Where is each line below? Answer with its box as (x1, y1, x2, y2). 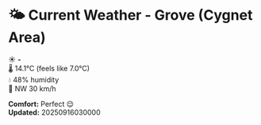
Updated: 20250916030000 (8, 108, 101, 117)
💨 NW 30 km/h (8, 84, 57, 93)
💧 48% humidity (8, 74, 59, 84)
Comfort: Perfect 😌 (8, 99, 74, 108)
